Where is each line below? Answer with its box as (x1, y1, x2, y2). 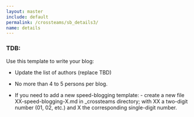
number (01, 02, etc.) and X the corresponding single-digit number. (14, 104, 178, 111)
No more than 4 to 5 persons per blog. (14, 80, 108, 87)
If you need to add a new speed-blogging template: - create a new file (14, 91, 185, 98)
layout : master (6, 8, 44, 15)
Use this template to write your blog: (6, 57, 94, 64)
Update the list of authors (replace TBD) (14, 68, 112, 76)
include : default (6, 14, 49, 20)
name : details (6, 25, 41, 31)
